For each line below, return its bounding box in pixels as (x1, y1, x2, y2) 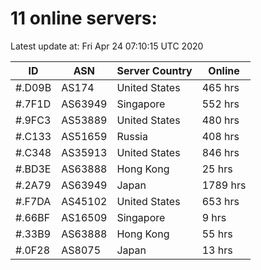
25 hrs (201, 162, 233, 176)
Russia (116, 129, 148, 143)
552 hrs (201, 97, 240, 111)
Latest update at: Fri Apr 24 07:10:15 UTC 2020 (10, 40, 204, 52)
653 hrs (201, 194, 240, 208)
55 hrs (201, 227, 233, 241)
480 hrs (201, 113, 240, 127)
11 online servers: (10, 7, 158, 30)
